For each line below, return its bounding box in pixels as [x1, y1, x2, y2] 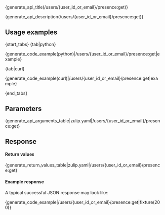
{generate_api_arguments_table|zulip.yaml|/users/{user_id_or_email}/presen [5, 117, 161, 123]
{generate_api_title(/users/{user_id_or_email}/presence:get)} [5, 4, 128, 10]
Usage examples [5, 28, 58, 37]
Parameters [5, 105, 42, 113]
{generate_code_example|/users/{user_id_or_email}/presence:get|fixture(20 [5, 199, 160, 205]
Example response [5, 178, 44, 185]
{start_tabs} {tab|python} [5, 41, 56, 47]
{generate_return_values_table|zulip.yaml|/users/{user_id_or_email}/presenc [5, 162, 161, 168]
